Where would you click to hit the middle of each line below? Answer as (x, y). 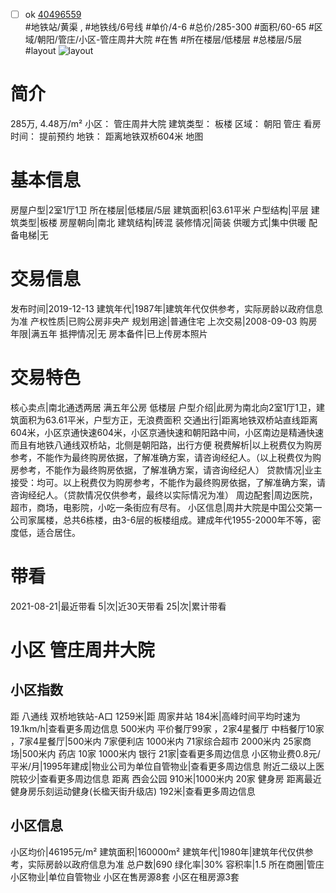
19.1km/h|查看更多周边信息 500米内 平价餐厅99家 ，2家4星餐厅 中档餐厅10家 (167, 728)
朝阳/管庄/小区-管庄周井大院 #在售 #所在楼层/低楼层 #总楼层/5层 (169, 40)
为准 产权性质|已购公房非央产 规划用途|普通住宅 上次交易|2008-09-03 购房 (164, 321)
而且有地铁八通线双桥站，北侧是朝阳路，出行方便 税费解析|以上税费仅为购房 (166, 445)
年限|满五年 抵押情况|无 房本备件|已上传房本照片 (109, 333)
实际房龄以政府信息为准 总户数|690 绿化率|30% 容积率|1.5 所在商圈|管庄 (176, 864)
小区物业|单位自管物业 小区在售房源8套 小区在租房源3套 (125, 876)
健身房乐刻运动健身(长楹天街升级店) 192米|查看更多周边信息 (133, 791)
